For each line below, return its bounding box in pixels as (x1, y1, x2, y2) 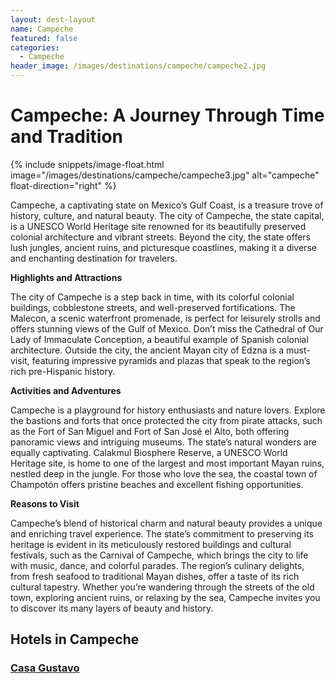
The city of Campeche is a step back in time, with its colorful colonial (10, 291, 295, 303)
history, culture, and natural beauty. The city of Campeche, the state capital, (10, 209, 325, 221)
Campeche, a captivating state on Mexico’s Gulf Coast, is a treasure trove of (10, 199, 324, 211)
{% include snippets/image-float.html (10, 158, 165, 170)
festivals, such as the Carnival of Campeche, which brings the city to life (10, 549, 309, 561)
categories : (10, 42, 60, 53)
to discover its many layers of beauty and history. (10, 602, 214, 614)
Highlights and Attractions (10, 271, 123, 283)
